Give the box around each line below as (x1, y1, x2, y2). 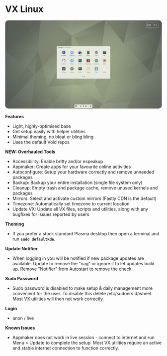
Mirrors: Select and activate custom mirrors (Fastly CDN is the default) (12, 195, 157, 201)
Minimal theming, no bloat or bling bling (12, 134, 93, 140)
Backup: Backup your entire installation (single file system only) (12, 179, 143, 185)
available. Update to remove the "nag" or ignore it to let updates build (12, 261, 155, 267)
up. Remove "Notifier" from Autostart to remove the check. (12, 266, 133, 272)
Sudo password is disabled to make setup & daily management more (12, 285, 153, 291)
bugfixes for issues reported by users (12, 211, 89, 217)
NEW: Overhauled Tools (5, 149, 56, 155)
